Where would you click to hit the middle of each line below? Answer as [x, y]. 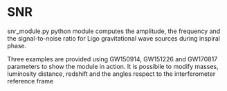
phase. [17, 45]
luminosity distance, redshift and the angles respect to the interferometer [111, 74]
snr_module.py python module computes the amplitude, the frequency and [114, 31]
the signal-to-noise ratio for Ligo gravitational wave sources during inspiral [113, 38]
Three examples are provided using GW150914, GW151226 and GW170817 [112, 59]
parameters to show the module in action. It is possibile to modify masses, [113, 66]
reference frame [30, 81]
